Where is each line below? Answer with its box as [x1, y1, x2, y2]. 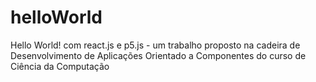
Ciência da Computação [10, 60, 110, 72]
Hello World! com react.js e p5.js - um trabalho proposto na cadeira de [10, 39, 301, 51]
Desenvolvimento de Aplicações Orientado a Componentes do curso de [10, 49, 307, 61]
